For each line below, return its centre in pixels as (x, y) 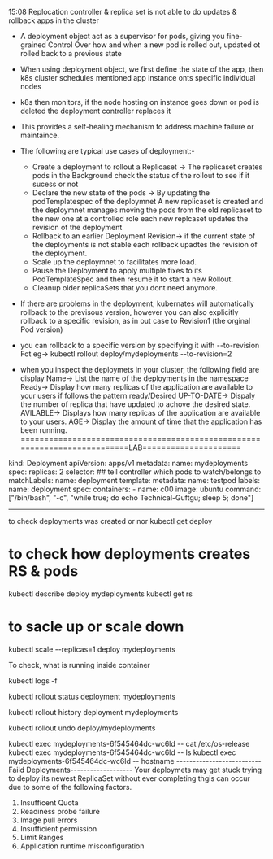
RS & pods (43, 571)
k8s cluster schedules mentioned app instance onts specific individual (138, 78)
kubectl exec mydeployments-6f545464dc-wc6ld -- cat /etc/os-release (129, 743)
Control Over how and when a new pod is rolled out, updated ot (154, 45)
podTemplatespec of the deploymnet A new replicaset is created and (148, 201)
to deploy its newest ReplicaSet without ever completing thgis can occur (129, 778)
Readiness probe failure (60, 811)
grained (33, 45)
